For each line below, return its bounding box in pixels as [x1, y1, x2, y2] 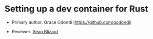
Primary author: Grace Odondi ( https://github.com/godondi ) [11, 19, 132, 25]
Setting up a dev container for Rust [4, 3, 149, 14]
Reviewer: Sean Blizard [11, 28, 58, 34]
